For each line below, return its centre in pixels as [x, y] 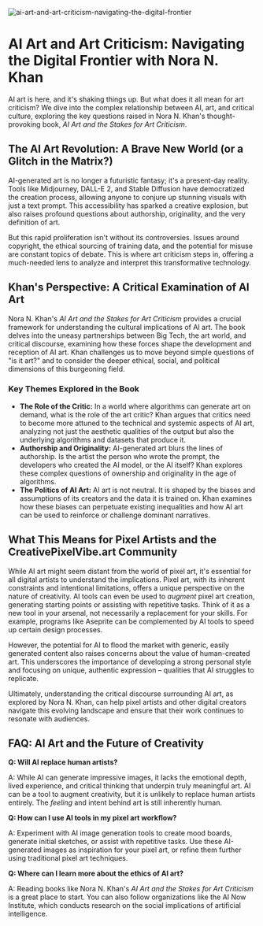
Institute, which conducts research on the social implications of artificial [125, 906]
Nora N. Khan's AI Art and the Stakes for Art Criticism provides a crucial [125, 318]
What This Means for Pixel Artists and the [112, 540]
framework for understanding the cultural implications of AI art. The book [127, 327]
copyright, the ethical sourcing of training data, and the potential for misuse [131, 246]
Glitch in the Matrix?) [61, 161]
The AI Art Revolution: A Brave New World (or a [126, 149]
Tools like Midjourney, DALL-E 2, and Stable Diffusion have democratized [127, 188]
